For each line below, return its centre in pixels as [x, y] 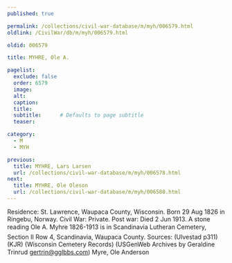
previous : [21, 160]
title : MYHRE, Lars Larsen [52, 166]
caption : [26, 102]
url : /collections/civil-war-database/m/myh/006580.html [97, 192]
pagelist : [21, 70]
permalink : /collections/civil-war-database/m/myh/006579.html [100, 26]
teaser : [25, 122]
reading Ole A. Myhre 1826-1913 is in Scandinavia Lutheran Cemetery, [107, 227]
